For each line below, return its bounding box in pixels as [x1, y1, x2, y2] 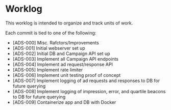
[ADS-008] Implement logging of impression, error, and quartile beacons [12, 88, 166, 94]
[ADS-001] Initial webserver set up [12, 45, 85, 51]
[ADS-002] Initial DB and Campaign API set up [12, 50, 111, 57]
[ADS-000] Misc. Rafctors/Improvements [12, 39, 100, 46]
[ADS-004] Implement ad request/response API [12, 61, 113, 67]
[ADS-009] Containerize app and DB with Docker [12, 99, 116, 105]
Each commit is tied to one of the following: [5, 30, 96, 36]
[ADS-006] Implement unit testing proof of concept [12, 72, 121, 78]
